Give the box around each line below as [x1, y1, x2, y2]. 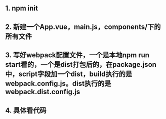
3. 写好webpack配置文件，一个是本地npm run [5, 51, 150, 60]
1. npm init [5, 4, 38, 13]
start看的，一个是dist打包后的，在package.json [5, 60, 157, 69]
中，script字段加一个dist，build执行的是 [5, 70, 133, 78]
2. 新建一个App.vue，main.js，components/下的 [5, 22, 161, 31]
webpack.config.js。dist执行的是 [5, 80, 111, 88]
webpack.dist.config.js [5, 88, 80, 96]
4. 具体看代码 [5, 106, 47, 114]
